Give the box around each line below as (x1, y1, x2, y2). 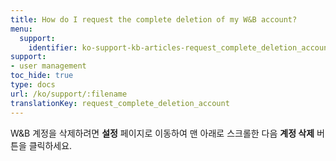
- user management (10, 61, 87, 71)
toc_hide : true (10, 71, 74, 81)
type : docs (10, 80, 56, 90)
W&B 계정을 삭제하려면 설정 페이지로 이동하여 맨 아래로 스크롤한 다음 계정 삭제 (10, 127, 315, 139)
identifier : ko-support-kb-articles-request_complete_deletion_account (28, 42, 333, 53)
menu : (10, 24, 33, 34)
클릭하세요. (28, 139, 73, 151)
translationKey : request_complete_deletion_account (10, 98, 230, 108)
